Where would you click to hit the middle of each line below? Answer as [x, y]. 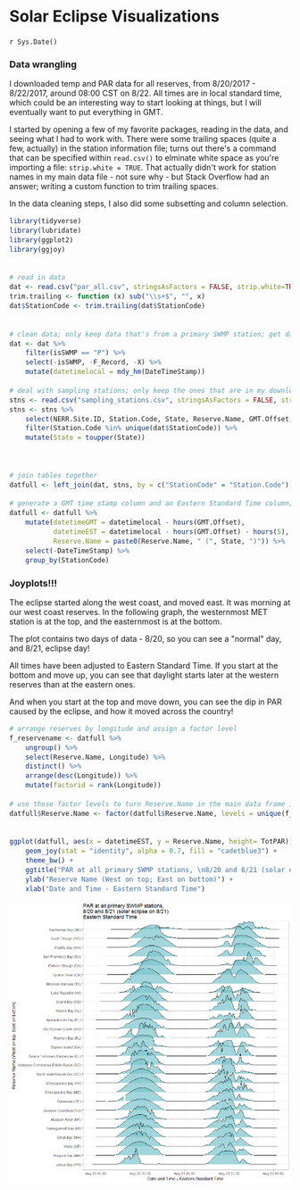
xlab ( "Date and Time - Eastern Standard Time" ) [115, 889]
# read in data [37, 278]
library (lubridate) [46, 231]
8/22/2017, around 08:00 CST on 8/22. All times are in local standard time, [146, 93]
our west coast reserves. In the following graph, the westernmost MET [138, 612]
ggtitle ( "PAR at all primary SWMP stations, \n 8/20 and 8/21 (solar [155, 870]
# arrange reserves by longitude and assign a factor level [124, 728]
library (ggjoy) [37, 249]
